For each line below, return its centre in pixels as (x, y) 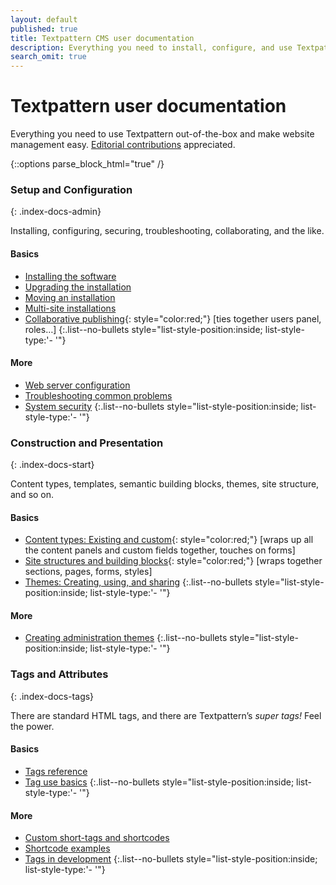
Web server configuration (77, 385)
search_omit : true (48, 57)
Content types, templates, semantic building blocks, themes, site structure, (165, 484)
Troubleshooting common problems (98, 395)
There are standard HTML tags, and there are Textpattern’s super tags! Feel (166, 715)
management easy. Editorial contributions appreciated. (123, 145)
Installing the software (70, 276)
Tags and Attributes (59, 674)
